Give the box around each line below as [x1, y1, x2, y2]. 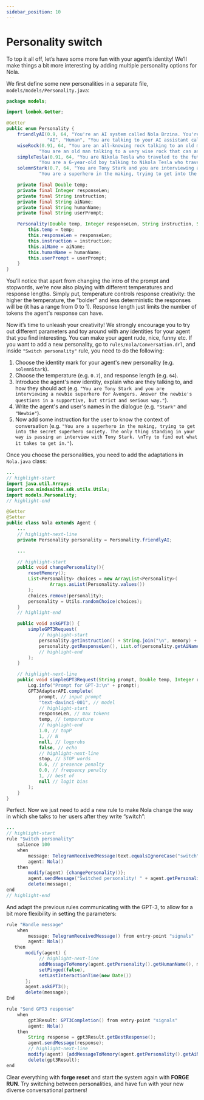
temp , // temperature [38, 717, 94, 723]
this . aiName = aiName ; [28, 244, 86, 250]
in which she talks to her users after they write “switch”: [6, 813, 146, 820]
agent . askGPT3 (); [25, 984, 69, 990]
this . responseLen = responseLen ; [28, 232, 113, 239]
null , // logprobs [38, 739, 86, 745]
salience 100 [17, 842, 50, 848]
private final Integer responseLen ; [17, 187, 110, 193]
